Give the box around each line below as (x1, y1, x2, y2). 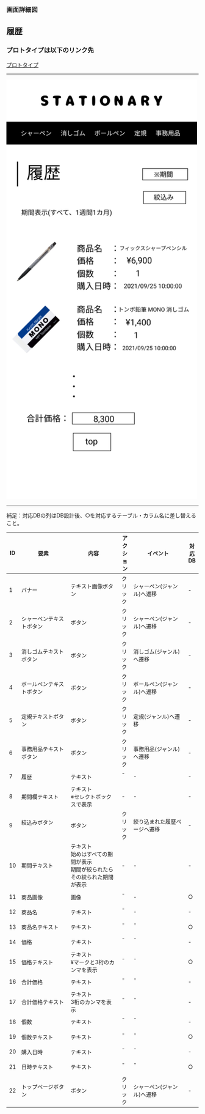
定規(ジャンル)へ (133, 713, 175, 720)
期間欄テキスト (21, 793, 59, 800)
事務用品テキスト (21, 745, 64, 753)
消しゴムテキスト (21, 647, 64, 655)
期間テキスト (21, 862, 54, 869)
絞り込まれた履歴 (133, 818, 176, 825)
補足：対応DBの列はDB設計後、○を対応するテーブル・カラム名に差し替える (6, 512, 196, 519)
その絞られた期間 (70, 873, 114, 881)
